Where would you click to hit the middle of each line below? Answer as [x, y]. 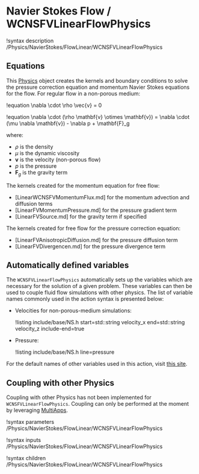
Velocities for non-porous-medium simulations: [73, 311]
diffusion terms [34, 203]
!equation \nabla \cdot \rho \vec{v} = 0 [54, 105]
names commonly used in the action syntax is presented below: [85, 299]
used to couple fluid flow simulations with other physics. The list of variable [100, 293]
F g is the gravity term [41, 173]
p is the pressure [36, 166]
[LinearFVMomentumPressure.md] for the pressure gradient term [96, 210]
